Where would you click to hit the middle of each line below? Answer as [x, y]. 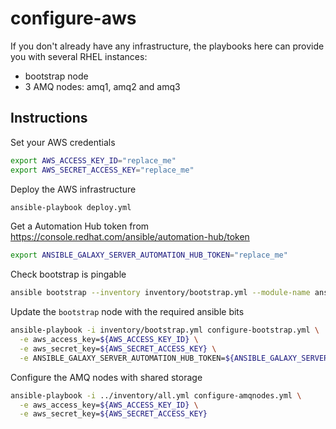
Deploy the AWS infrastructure [73, 189]
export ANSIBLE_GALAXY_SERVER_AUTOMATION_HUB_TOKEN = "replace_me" [149, 255]
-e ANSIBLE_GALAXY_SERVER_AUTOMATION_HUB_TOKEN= [122, 358]
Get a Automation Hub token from [80, 226]
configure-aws [73, 18]
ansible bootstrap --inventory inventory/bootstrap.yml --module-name [160, 293]
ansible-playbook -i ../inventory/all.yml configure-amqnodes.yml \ [156, 395]
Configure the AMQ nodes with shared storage [106, 377]
